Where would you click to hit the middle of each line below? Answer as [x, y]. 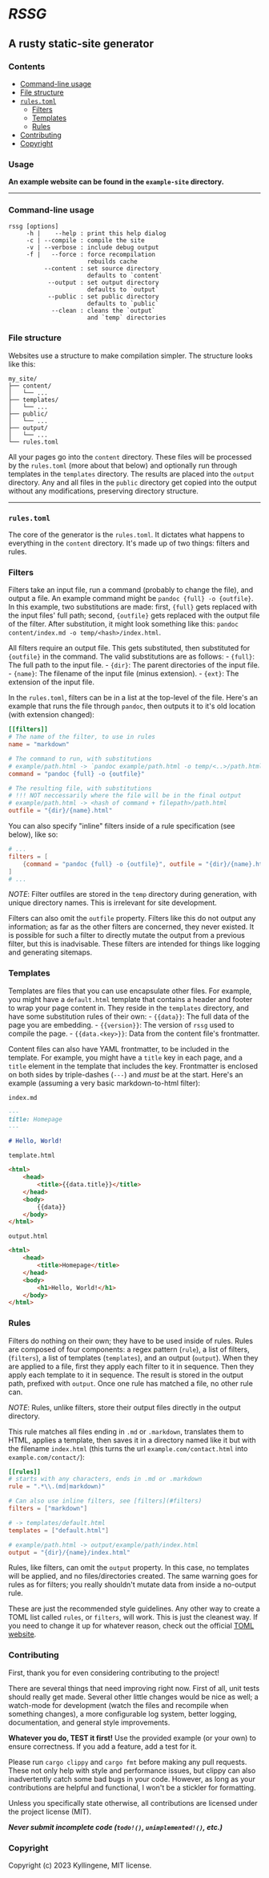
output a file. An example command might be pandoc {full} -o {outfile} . [131, 598]
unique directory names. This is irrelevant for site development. [113, 902]
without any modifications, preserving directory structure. [103, 491]
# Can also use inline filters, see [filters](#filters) [105, 1501]
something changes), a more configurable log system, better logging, [122, 1714]
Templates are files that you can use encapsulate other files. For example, [130, 991]
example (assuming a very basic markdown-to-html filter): [104, 1083]
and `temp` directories [126, 318]
